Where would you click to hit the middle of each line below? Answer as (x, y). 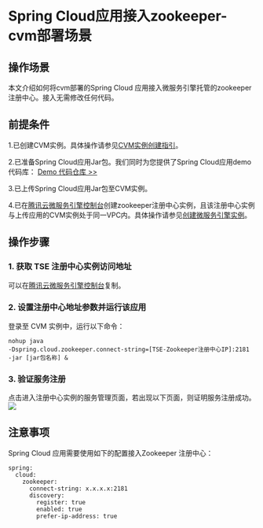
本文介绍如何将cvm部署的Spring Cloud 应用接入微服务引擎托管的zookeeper (130, 88)
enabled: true (59, 509)
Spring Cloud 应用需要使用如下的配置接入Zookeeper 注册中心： (111, 452)
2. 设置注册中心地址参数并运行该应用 (77, 308)
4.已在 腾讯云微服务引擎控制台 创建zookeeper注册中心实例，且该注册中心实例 (131, 205)
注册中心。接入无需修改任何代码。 (63, 98)
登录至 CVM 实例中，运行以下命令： (66, 326)
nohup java (26, 341)
